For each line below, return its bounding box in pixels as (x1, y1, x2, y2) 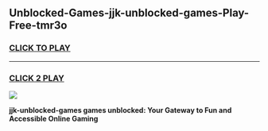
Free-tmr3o (9, 19, 68, 33)
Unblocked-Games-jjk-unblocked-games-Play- (9, 6, 250, 20)
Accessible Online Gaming (9, 114, 99, 123)
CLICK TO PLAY (9, 43, 71, 54)
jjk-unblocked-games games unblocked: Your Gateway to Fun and (9, 105, 232, 114)
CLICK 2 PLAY (9, 72, 64, 83)
